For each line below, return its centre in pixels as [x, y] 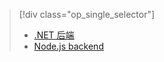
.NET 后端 [54, 35]
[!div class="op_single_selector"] [87, 14]
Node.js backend [68, 46]
